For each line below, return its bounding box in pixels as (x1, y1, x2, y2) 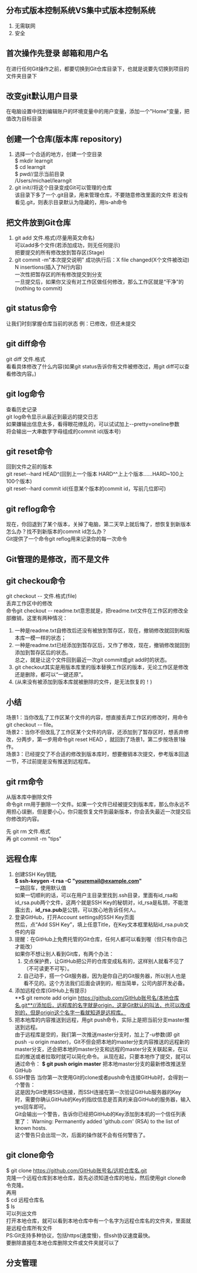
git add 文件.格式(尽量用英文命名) (14, 234, 95, 242)
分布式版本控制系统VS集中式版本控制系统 (6, 5, 156, 16)
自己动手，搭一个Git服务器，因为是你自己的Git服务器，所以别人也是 (23, 972, 186, 979)
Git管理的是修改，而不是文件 (6, 554, 110, 564)
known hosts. (14, 1124, 47, 1131)
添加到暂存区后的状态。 (14, 649, 72, 656)
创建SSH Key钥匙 (14, 871, 57, 878)
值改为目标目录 (6, 115, 42, 122)
